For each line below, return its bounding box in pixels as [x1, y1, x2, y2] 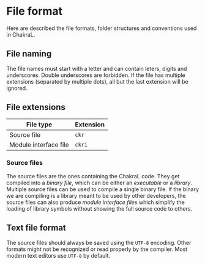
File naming [6, 49, 52, 59]
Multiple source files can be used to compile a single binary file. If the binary [6, 185, 199, 193]
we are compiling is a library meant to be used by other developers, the [6, 192, 186, 199]
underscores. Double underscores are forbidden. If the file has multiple [6, 71, 185, 79]
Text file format [6, 223, 66, 233]
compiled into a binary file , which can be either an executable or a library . [6, 179, 193, 186]
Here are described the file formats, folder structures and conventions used [6, 24, 197, 32]
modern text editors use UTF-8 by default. [6, 252, 111, 259]
